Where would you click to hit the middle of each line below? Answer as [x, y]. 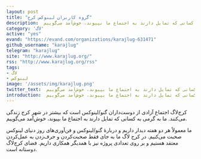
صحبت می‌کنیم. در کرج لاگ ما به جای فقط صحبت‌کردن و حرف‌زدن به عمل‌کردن [94, 136]
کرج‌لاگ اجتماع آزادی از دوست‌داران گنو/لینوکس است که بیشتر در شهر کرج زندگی [97, 112]
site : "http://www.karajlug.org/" [49, 56]
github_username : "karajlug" [42, 45]
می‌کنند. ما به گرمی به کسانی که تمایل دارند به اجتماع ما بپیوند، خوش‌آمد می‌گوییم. [97, 118]
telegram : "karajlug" [33, 51]
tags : [13, 67]
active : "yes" [24, 34]
